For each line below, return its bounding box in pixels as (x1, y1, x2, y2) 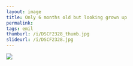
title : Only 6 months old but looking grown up (6, 14, 128, 20)
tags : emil (6, 25, 34, 32)
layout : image (6, 8, 42, 15)
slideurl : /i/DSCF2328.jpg (6, 37, 74, 43)
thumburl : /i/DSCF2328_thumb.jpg (6, 31, 90, 37)
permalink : (6, 20, 34, 26)
